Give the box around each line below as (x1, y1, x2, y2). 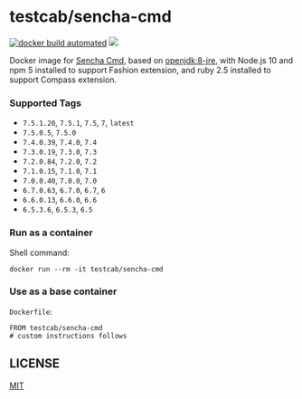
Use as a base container (9, 285, 118, 298)
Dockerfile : (9, 306, 52, 317)
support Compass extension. (9, 74, 118, 85)
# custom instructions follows (9, 331, 127, 340)
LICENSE (9, 356, 61, 372)
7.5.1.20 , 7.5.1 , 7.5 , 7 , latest (22, 118, 135, 128)
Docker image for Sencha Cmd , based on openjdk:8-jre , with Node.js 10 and (9, 54, 294, 65)
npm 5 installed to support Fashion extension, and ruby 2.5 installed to (9, 64, 271, 75)
